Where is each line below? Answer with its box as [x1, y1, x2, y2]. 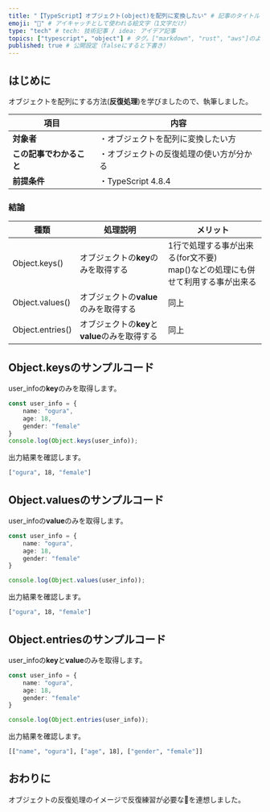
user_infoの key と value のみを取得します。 [8, 655, 147, 665]
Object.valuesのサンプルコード [8, 493, 165, 507]
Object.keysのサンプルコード [8, 360, 154, 375]
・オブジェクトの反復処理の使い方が [99, 148, 236, 159]
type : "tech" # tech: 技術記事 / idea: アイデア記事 [8, 27, 177, 35]
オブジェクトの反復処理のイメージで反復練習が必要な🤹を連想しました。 [8, 794, 245, 804]
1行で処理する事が [167, 240, 239, 251]
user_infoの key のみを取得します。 [8, 383, 121, 393]
